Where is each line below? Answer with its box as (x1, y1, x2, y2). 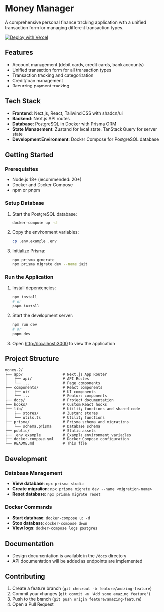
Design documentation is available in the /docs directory (12, 553, 127, 559)
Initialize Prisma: (12, 248, 46, 254)
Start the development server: (12, 312, 74, 318)
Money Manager (5, 3, 74, 14)
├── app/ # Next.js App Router (5, 372, 107, 377)
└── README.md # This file (5, 441, 87, 446)
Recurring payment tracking (12, 83, 70, 88)
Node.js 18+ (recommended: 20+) (12, 176, 82, 183)
